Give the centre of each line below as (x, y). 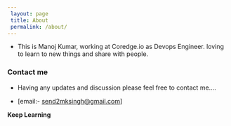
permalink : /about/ (39, 27)
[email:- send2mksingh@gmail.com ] (70, 101)
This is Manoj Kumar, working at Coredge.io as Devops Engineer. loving (121, 47)
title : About (29, 20)
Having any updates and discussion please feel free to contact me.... (117, 87)
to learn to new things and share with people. (83, 54)
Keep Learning (29, 114)
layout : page (29, 14)
